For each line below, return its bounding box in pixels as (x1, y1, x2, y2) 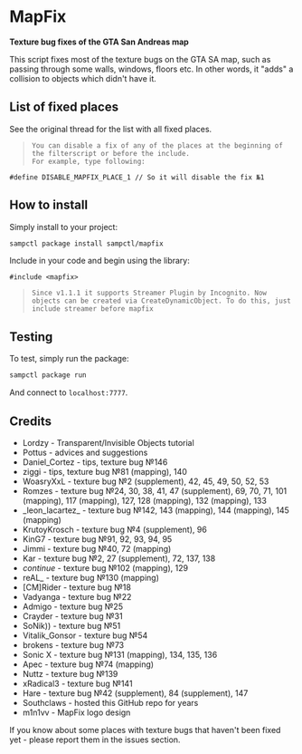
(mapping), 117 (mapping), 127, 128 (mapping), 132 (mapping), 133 (22, 495, 267, 506)
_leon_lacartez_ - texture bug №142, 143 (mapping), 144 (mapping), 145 (22, 505, 289, 516)
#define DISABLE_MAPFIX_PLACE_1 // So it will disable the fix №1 (9, 172, 265, 182)
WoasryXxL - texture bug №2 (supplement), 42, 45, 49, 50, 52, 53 (22, 476, 269, 487)
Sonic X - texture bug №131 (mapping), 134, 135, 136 (22, 649, 218, 660)
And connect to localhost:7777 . (9, 387, 128, 398)
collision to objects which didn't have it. (9, 72, 156, 83)
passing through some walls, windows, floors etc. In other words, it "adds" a (9, 63, 294, 74)
